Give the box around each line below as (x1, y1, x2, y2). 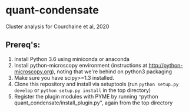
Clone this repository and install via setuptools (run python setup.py (14, 80, 179, 87)
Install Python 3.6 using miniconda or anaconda (14, 55, 130, 62)
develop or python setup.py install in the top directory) (14, 86, 151, 94)
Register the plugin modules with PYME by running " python (14, 93, 158, 100)
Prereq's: (5, 40, 41, 50)
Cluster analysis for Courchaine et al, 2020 (5, 23, 110, 30)
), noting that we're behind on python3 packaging (52, 68, 172, 75)
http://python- (148, 62, 183, 69)
